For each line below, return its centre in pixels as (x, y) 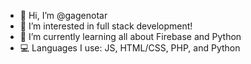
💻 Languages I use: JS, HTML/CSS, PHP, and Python (130, 48)
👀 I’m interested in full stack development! (106, 26)
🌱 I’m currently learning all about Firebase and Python (130, 36)
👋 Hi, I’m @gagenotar (63, 15)
